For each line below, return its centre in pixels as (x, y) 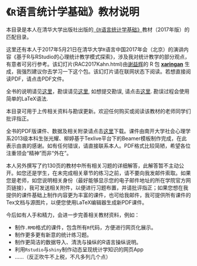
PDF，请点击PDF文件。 (39, 79)
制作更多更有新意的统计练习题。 (53, 235)
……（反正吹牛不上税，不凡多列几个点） (63, 257)
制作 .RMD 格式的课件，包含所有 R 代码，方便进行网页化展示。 (85, 227)
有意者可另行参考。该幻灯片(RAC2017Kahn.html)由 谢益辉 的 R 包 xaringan (95, 64)
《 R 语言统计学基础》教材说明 (73, 12)
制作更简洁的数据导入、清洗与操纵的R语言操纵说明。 (78, 242)
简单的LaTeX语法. (27, 98)
